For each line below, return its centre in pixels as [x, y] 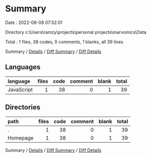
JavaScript [20, 89]
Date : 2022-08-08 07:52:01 [34, 22]
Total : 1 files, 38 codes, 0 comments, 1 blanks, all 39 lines [64, 42]
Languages [23, 67]
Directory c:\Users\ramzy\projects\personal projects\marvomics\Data [76, 32]
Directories [23, 107]
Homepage [21, 138]
